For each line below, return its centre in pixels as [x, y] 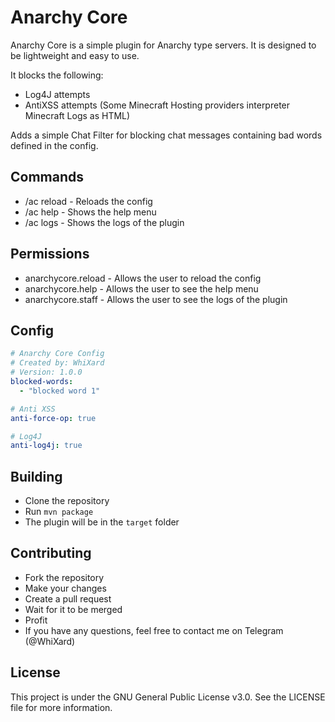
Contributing [51, 553]
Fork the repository [64, 577]
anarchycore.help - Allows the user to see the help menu [141, 288]
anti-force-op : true [53, 418]
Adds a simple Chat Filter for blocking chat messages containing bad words [166, 135]
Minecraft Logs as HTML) [77, 115]
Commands [47, 177]
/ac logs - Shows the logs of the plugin [104, 222]
